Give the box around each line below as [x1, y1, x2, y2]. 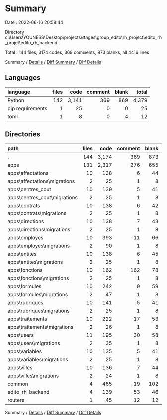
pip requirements [7, 105, 48, 112]
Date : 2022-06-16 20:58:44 [5, 19, 64, 25]
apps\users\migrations [7, 340, 61, 347]
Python [7, 97, 25, 104]
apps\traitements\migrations [7, 323, 74, 330]
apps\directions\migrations [7, 226, 71, 233]
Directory [5, 29, 24, 35]
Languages [5, 73, 41, 82]
